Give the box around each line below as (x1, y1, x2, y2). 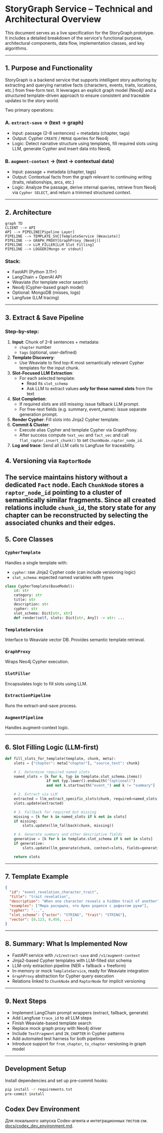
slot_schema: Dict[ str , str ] (14, 611, 73, 616)
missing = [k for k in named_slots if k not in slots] (14, 814, 127, 819)
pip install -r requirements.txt (5, 1087, 73, 1092)
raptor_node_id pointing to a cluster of (5, 488, 122, 497)
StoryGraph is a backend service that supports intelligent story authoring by (5, 77, 157, 83)
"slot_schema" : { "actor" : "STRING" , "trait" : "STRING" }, (9, 912, 127, 917)
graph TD (5, 221, 23, 226)
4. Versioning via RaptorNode (5, 456, 91, 465)
